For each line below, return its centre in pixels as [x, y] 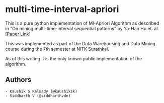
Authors [18, 80]
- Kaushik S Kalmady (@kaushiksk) [42, 91]
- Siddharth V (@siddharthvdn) [38, 96]
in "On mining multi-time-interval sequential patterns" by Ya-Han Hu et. [79, 28]
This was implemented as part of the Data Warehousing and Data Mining [80, 43]
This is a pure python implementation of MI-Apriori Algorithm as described [82, 23]
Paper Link [18, 34]
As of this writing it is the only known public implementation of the [74, 58]
